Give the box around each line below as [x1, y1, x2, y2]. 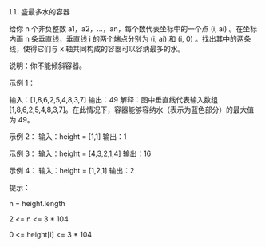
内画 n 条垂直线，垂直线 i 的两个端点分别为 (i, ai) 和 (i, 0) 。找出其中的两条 [9, 34, 251, 43]
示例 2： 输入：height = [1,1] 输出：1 [9, 132, 127, 141]
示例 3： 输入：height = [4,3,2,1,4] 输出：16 [9, 149, 152, 158]
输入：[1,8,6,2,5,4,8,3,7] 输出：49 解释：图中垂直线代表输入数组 [9, 95, 219, 104]
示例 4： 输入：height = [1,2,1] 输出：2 [9, 166, 135, 175]
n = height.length [9, 199, 65, 208]
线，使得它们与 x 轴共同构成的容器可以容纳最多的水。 [9, 44, 185, 54]
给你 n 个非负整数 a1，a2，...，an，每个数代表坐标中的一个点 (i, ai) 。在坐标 [9, 24, 258, 34]
